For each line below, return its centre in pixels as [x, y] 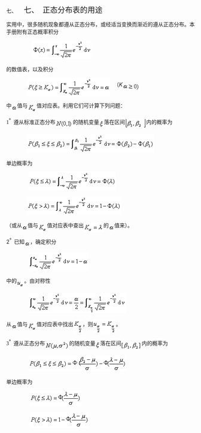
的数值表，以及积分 [30, 69]
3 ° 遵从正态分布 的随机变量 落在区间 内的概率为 [87, 343]
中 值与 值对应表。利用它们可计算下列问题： [66, 106]
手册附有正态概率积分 [32, 32]
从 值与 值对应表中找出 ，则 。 [64, 325]
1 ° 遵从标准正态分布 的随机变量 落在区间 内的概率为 [89, 121]
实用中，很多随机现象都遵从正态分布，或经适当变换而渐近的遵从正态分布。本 [100, 25]
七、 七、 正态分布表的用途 [54, 10]
